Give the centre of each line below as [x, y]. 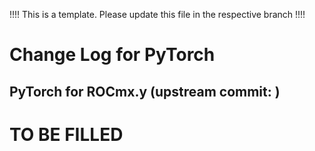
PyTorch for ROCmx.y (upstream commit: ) [145, 91]
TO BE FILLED [66, 134]
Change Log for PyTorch [112, 55]
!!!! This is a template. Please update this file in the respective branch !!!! [157, 14]
